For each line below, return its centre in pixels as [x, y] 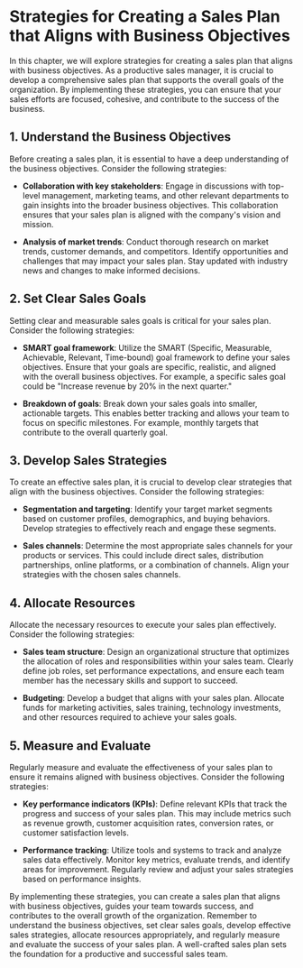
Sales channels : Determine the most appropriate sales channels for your [157, 546]
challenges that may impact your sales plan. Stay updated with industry [155, 261]
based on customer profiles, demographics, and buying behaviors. [146, 519]
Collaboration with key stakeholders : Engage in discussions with [144, 186]
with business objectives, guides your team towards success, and [132, 906]
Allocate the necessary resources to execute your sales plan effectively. [143, 625]
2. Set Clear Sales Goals [78, 299]
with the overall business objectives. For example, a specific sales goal [154, 376]
